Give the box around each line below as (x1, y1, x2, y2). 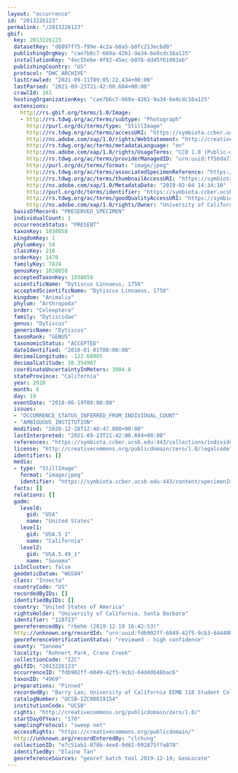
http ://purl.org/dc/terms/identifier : (25, 188, 141, 196)
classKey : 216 (13, 247, 55, 255)
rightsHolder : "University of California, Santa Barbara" (13, 610, 189, 617)
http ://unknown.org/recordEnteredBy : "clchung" (13, 735, 157, 743)
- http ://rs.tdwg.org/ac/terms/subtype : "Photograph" (20, 115, 182, 123)
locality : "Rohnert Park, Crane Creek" (13, 649, 132, 656)
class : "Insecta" (13, 577, 65, 585)
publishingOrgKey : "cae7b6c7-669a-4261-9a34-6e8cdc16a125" (13, 50, 192, 57)
